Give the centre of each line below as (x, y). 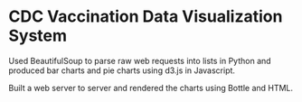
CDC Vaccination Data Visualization (146, 17)
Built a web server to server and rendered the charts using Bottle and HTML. (151, 88)
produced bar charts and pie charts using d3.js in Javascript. (122, 70)
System (38, 36)
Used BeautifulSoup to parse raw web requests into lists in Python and (140, 60)
